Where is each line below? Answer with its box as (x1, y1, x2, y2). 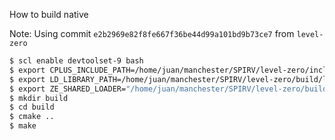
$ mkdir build (9, 93, 69, 103)
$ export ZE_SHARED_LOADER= (9, 84, 127, 94)
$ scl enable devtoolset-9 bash (9, 56, 144, 66)
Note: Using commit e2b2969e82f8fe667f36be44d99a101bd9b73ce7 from (9, 28, 295, 39)
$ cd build (9, 102, 55, 113)
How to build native (9, 9, 89, 20)
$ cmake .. (9, 112, 55, 122)
